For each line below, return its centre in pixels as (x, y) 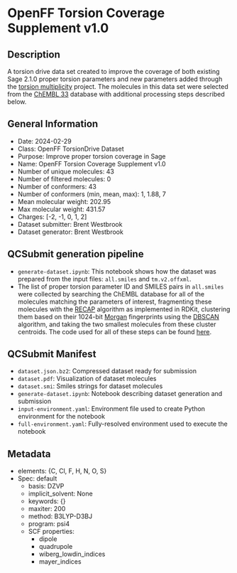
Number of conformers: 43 (57, 186)
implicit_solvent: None (61, 494)
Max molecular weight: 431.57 (61, 209)
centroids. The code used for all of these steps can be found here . (115, 331)
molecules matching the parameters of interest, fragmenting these (115, 301)
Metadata (29, 454)
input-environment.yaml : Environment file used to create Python (111, 409)
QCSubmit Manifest (52, 354)
